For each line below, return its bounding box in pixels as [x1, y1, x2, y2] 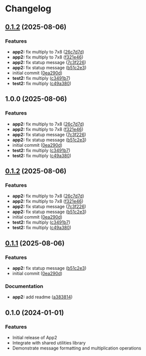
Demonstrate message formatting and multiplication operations [12, 345, 142, 351]
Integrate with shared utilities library [12, 340, 86, 346]
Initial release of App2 [12, 334, 57, 340]
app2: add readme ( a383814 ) [12, 294, 73, 300]
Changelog [5, 3, 51, 14]
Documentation [5, 283, 44, 290]
